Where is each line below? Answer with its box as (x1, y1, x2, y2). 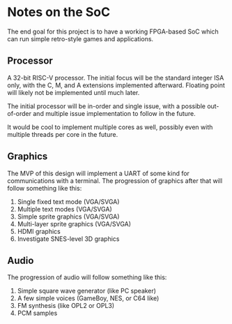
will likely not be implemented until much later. (7, 88, 140, 96)
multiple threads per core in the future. (7, 130, 118, 138)
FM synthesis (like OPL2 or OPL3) (17, 302, 115, 310)
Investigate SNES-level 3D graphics (17, 235, 120, 243)
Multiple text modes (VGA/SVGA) (17, 205, 113, 213)
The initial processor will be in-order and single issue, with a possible (7, 102, 206, 110)
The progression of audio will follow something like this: (7, 273, 167, 281)
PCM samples (17, 309, 58, 318)
